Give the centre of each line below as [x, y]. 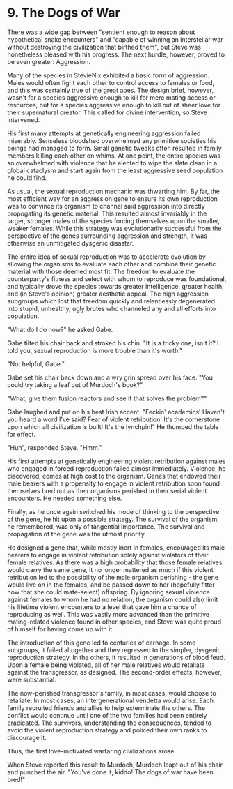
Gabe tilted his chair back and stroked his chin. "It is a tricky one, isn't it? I [113, 343]
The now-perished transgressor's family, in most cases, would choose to [112, 693]
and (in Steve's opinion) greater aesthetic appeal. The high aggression [108, 294]
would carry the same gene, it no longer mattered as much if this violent [110, 569]
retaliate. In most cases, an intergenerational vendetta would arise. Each [111, 700]
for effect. [22, 434]
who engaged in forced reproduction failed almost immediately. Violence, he [116, 468]
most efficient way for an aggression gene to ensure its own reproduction [112, 198]
